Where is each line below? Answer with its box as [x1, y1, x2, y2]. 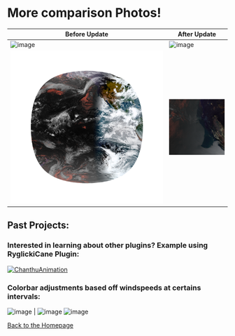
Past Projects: [7, 220, 70, 231]
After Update [177, 30, 217, 39]
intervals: [7, 291, 41, 301]
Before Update [65, 30, 108, 39]
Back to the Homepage [7, 321, 73, 329]
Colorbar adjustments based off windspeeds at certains [7, 283, 201, 293]
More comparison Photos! [7, 5, 162, 21]
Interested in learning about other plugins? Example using [7, 241, 208, 250]
